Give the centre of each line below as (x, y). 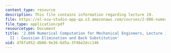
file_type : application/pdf (35, 24)
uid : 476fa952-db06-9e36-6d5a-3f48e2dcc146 (52, 43)
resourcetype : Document (31, 29)
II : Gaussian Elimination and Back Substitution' (65, 38)
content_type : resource (31, 10)
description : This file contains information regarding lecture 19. (79, 15)
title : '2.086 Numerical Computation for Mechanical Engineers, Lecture (84, 33)
